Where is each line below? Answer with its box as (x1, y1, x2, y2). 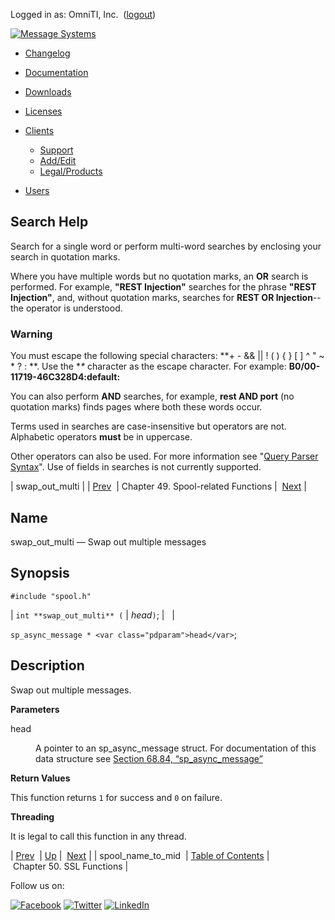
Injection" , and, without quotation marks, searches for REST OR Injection (10, 291, 313, 303)
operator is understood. (25, 302, 123, 314)
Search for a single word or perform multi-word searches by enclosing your (10, 240, 322, 252)
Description (10, 657, 85, 674)
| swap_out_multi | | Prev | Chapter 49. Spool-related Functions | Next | (10, 480, 307, 493)
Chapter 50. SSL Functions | (12, 860, 129, 872)
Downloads (24, 86, 72, 98)
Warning (10, 327, 53, 341)
